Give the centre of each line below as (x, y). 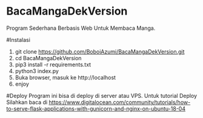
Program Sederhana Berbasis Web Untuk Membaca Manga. (81, 28)
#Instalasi (18, 40)
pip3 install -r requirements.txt (53, 64)
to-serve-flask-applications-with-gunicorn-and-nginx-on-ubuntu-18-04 (96, 108)
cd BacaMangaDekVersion (48, 58)
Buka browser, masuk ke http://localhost (65, 77)
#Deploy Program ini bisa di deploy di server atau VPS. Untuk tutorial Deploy (102, 95)
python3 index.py (37, 71)
